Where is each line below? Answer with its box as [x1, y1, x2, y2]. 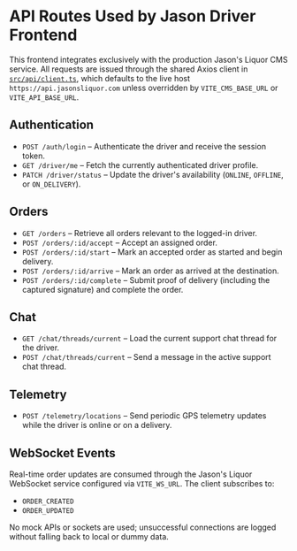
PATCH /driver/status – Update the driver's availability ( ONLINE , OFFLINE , [21, 169, 285, 180]
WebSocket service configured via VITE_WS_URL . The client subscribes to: [9, 478, 275, 488]
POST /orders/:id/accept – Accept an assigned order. [21, 237, 218, 248]
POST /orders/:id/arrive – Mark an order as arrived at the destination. [21, 265, 280, 276]
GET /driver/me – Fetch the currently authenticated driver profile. [21, 159, 259, 170]
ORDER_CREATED [21, 497, 74, 506]
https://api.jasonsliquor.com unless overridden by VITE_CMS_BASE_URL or [9, 82, 278, 93]
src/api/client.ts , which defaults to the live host [9, 73, 191, 83]
